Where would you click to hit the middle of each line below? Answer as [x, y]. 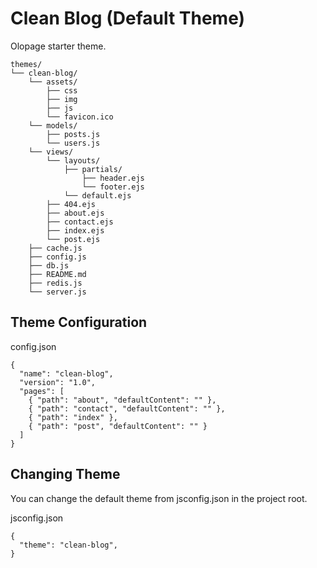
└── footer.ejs [113, 187]
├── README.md [57, 274]
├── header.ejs [113, 178]
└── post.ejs [73, 239]
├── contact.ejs [80, 222]
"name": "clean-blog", [66, 373]
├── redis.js [55, 283]
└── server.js [57, 292]
